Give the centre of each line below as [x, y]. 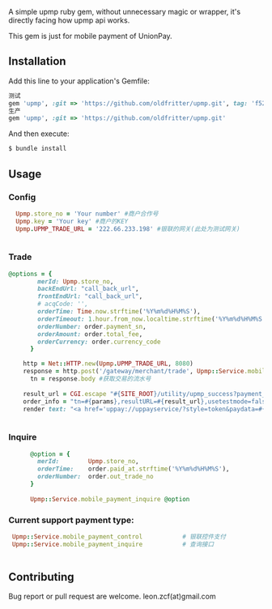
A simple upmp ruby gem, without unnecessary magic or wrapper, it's [125, 12]
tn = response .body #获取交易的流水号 [90, 379]
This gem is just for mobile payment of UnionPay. [90, 36]
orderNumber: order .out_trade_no [96, 477]
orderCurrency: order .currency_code [99, 342]
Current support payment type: [71, 520]
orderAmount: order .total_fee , [90, 334]
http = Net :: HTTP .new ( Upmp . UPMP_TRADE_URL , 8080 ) [108, 364]
